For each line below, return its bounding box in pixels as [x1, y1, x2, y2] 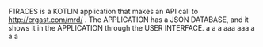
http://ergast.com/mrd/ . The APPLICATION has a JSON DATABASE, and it [8, 15, 250, 24]
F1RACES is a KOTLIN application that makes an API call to [8, 7, 199, 16]
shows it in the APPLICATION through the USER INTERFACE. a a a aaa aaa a [8, 23, 255, 32]
